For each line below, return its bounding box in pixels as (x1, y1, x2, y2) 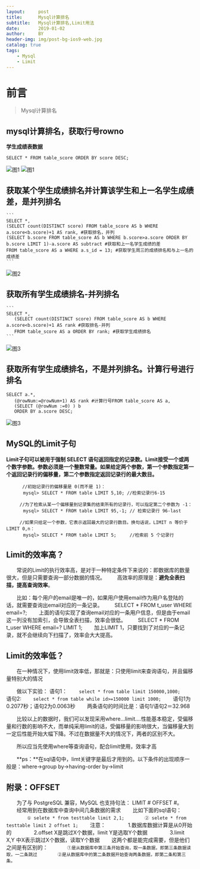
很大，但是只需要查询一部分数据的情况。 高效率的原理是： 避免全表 (6, 574, 180, 582)
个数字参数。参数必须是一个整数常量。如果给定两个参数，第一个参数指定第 (6, 463, 189, 470)
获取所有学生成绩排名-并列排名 (6, 289, 120, 299)
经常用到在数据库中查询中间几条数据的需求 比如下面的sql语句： (16, 806, 182, 814)
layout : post (6, 8, 49, 15)
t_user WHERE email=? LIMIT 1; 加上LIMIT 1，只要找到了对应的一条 (6, 624, 180, 631)
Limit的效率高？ (6, 549, 64, 559)
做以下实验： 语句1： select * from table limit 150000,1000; (16, 688, 180, 695)
